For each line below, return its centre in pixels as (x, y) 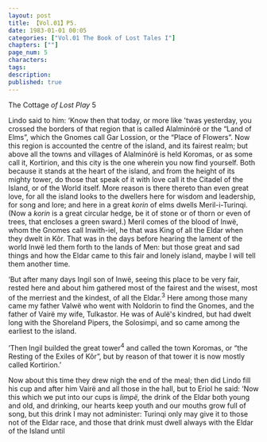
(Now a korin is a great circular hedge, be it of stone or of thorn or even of (130, 213)
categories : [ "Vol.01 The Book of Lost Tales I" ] (92, 38)
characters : (28, 60)
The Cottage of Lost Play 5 (52, 105)
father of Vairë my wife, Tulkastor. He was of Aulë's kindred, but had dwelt (130, 314)
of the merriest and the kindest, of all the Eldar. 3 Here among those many (128, 297)
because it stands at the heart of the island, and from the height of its (122, 171)
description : (30, 75)
